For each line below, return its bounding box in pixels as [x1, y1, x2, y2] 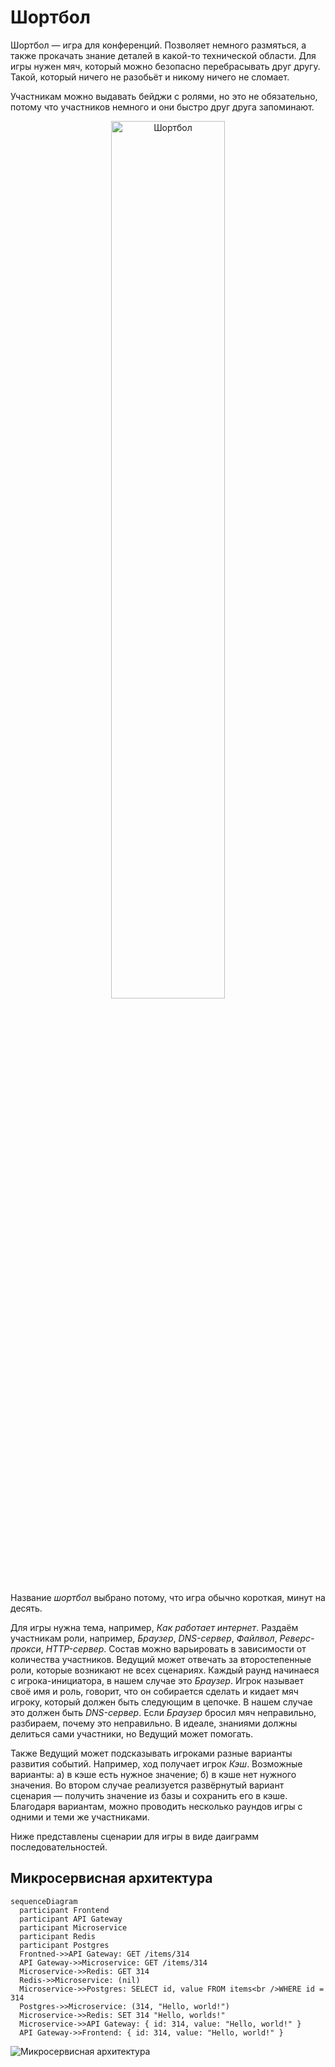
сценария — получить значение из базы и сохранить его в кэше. [10, 1789, 288, 1801]
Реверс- [279, 1632, 315, 1644]
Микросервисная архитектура [10, 1870, 213, 1887]
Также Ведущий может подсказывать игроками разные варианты [10, 1747, 293, 1759]
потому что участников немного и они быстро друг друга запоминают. [10, 101, 315, 113]
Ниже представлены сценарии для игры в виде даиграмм [10, 1830, 260, 1842]
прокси [10, 1642, 42, 1655]
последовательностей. [10, 1841, 108, 1853]
